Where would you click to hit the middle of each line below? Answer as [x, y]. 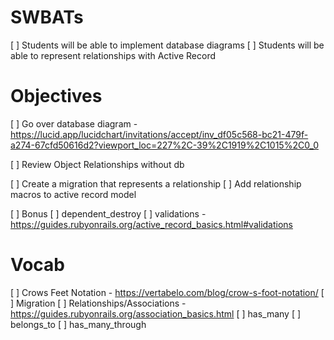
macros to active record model [73, 194]
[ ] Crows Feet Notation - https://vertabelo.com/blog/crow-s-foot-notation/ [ [167, 292]
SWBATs [47, 17]
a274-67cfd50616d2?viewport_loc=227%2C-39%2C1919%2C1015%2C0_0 [164, 145]
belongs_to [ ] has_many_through [78, 324]
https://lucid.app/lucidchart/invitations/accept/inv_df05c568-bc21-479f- [159, 134]
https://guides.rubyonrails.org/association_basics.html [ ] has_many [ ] [156, 313]
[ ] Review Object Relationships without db [97, 164]
